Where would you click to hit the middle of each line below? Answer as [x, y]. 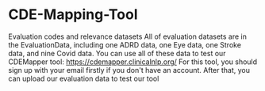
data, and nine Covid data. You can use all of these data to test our [117, 53]
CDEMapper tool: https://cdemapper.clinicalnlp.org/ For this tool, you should [133, 62]
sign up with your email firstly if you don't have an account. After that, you [129, 70]
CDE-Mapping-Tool [73, 15]
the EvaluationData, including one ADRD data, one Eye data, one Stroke [125, 44]
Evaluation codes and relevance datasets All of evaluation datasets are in [128, 36]
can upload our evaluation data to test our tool [84, 78]
